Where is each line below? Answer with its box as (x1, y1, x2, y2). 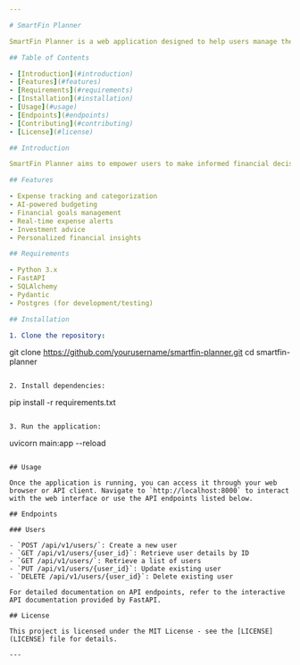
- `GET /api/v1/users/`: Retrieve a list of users (9, 557, 202, 566)
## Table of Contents (9, 53, 90, 62)
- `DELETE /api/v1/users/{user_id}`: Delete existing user (9, 572, 234, 581)
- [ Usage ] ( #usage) (9, 103, 78, 112)
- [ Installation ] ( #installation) (9, 95, 134, 104)
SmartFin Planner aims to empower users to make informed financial (9, 160, 270, 169)
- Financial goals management (9, 208, 122, 217)
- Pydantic (9, 290, 50, 299)
